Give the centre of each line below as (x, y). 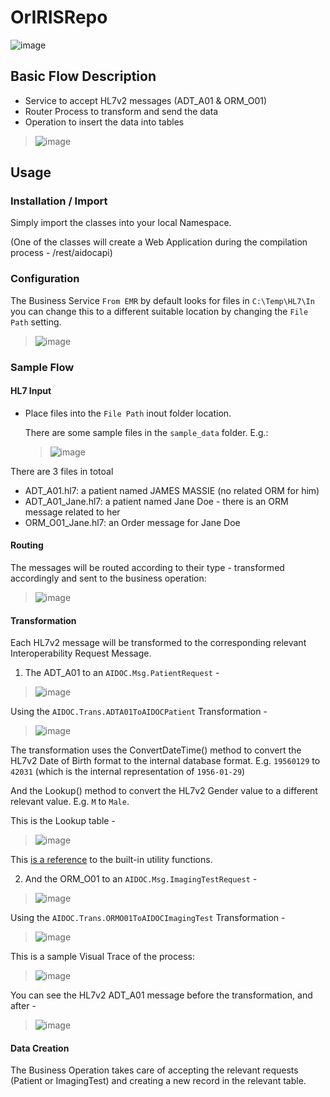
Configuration (45, 279)
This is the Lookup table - (63, 821)
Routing (27, 545)
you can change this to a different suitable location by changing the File (159, 311)
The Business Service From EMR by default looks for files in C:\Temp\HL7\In (162, 300)
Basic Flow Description (83, 76)
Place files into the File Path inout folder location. (128, 413)
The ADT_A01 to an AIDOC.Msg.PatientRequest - (122, 673)
